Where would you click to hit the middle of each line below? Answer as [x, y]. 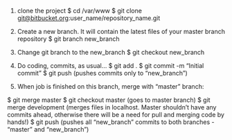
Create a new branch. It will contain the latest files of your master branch [121, 32]
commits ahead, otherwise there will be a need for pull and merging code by [116, 115]
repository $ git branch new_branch [68, 39]
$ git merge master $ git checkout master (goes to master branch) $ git [109, 100]
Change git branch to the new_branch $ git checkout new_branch [111, 52]
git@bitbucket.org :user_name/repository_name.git [89, 18]
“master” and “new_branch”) [48, 129]
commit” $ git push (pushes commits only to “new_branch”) [102, 73]
